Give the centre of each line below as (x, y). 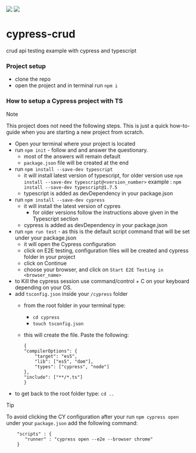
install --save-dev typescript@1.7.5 (71, 187)
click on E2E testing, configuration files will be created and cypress (106, 250)
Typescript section (55, 219)
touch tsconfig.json (58, 324)
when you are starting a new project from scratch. (83, 132)
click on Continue (45, 263)
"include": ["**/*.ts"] (53, 377)
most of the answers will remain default (72, 156)
